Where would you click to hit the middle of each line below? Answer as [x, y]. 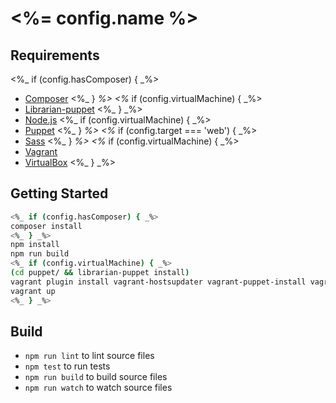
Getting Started [59, 193]
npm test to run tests [67, 366]
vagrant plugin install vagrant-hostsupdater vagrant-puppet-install [158, 282]
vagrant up [33, 291]
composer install [46, 226]
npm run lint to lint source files [89, 356]
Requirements [55, 55]
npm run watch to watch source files [98, 388]
